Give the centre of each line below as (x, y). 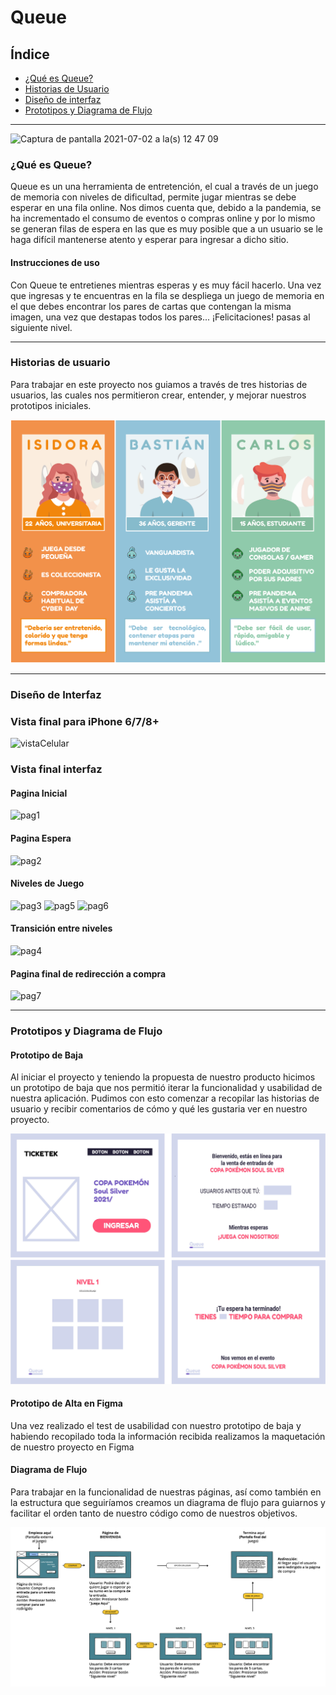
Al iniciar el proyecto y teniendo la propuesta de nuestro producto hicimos (163, 1077)
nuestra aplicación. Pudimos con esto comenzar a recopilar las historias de (165, 1098)
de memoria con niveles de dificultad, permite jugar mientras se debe (153, 197)
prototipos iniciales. (51, 405)
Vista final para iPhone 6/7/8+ (85, 721)
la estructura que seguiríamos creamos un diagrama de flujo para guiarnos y (168, 1502)
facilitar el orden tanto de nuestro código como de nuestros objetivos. (154, 1513)
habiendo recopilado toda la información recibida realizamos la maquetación (168, 1436)
